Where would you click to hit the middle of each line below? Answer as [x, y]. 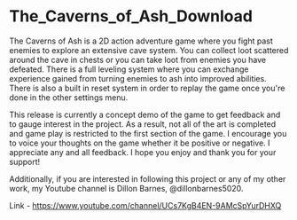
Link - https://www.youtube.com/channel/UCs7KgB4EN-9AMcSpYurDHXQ [145, 205]
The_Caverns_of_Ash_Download [131, 16]
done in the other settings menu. [69, 97]
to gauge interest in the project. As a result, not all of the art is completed [143, 124]
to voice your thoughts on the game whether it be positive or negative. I [140, 143]
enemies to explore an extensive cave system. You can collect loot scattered [149, 50]
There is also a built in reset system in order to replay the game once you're [147, 88]
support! [25, 161]
